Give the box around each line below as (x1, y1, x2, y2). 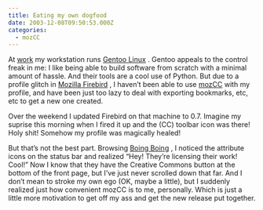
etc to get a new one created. (8, 96, 104, 106)
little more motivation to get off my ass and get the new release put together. (8, 194, 256, 203)
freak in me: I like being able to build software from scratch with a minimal (8, 63, 247, 73)
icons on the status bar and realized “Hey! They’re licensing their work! (8, 152, 238, 161)
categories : (8, 26, 47, 34)
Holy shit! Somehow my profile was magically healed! (8, 129, 181, 138)
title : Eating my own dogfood (8, 11, 108, 20)
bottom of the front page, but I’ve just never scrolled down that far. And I (8, 168, 243, 178)
